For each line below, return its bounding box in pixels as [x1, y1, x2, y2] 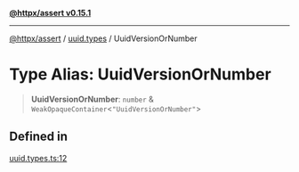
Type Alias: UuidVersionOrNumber [9, 64, 271, 85]
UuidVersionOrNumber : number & [30, 94, 154, 104]
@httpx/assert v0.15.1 [9, 8, 92, 18]
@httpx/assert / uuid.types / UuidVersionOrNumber [9, 33, 198, 44]
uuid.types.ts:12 [9, 152, 68, 163]
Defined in [9, 129, 69, 144]
